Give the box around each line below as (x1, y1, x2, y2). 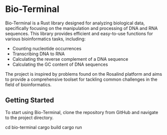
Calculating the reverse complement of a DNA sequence (12, 56, 129, 62)
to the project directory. (5, 115, 54, 121)
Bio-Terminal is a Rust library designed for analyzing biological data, (5, 20, 145, 26)
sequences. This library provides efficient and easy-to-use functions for (5, 30, 154, 36)
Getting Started (5, 96, 54, 105)
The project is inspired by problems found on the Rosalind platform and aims (5, 71, 163, 77)
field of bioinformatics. (5, 81, 52, 88)
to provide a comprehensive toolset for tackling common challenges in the (5, 76, 158, 82)
